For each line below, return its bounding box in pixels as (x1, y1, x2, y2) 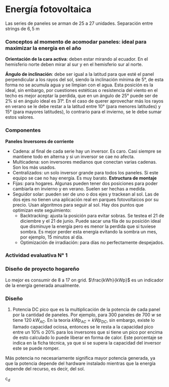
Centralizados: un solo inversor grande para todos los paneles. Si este (12, 169, 159, 175)
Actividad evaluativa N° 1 (5, 252, 68, 259)
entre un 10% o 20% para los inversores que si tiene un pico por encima (12, 329, 163, 335)
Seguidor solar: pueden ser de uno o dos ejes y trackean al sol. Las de (12, 191, 159, 197)
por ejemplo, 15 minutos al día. (20, 234, 84, 240)
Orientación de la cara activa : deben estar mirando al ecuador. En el (5, 56, 148, 62)
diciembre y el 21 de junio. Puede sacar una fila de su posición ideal (20, 218, 161, 224)
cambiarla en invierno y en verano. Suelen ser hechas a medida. (12, 185, 146, 191)
